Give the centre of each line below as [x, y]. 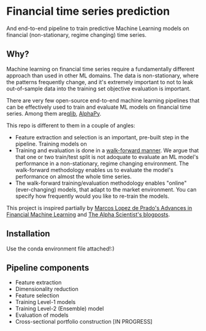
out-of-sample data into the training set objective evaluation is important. [99, 88]
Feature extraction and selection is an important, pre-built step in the [102, 137]
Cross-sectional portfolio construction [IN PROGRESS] [84, 322]
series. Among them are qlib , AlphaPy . [54, 113]
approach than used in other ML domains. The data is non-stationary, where [103, 76]
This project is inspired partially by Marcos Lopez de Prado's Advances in [99, 208]
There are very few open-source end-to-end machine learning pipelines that [103, 100]
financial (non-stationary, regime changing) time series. [77, 34]
